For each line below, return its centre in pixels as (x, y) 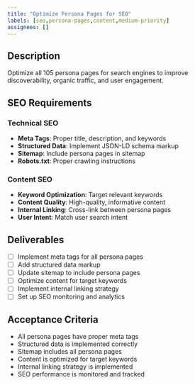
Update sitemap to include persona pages (79, 273)
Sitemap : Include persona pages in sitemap (81, 153)
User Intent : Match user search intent (73, 218)
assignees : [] (28, 27)
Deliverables (36, 239)
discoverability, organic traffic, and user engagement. (86, 80)
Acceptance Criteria (53, 319)
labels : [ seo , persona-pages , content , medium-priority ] (89, 21)
